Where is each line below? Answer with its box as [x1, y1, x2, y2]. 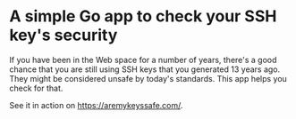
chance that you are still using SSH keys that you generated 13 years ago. [9, 64, 281, 75]
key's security [9, 25, 118, 45]
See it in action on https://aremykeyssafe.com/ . [9, 99, 183, 110]
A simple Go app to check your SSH [9, 6, 277, 27]
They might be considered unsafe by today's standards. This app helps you [9, 73, 288, 83]
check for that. [9, 83, 63, 93]
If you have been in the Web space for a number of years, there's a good [9, 54, 277, 65]
